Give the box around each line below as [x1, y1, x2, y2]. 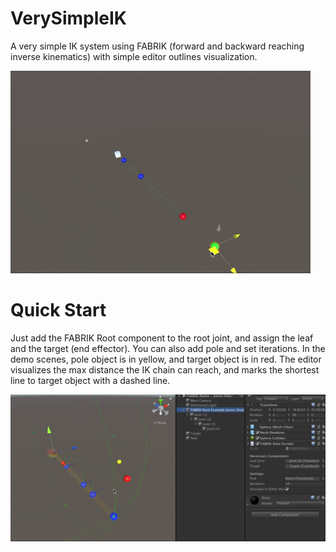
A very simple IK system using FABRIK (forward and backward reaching [10, 40, 305, 52]
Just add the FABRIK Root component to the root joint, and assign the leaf [10, 332, 314, 344]
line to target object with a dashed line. [10, 374, 171, 386]
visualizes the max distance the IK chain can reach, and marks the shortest [10, 363, 320, 376]
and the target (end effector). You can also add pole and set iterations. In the [10, 342, 326, 354]
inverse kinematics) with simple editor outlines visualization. [10, 50, 258, 62]
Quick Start [10, 299, 107, 322]
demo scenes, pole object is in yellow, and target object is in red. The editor [10, 353, 322, 365]
